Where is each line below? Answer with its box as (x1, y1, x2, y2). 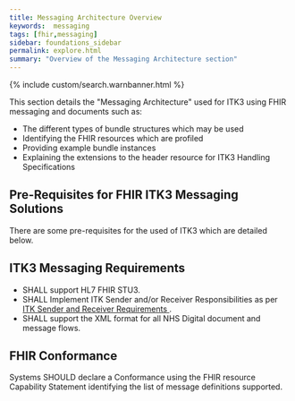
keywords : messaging (9, 21, 90, 30)
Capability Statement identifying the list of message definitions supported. (9, 381, 283, 392)
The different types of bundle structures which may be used (21, 124, 244, 134)
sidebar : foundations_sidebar (9, 38, 122, 47)
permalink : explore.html (9, 47, 102, 55)
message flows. (21, 322, 81, 333)
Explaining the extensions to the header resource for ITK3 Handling (21, 152, 271, 162)
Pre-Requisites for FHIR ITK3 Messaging (9, 187, 239, 202)
